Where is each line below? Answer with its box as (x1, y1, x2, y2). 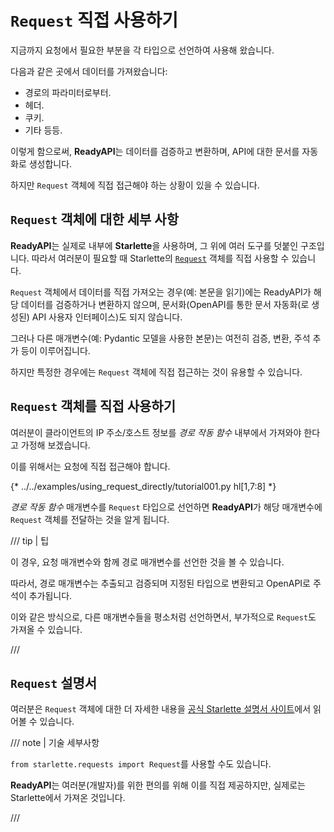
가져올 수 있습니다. (10, 623, 83, 635)
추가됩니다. (28, 589, 73, 601)
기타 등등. (24, 124, 63, 136)
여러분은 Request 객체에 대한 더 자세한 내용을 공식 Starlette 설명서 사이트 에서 (10, 703, 312, 715)
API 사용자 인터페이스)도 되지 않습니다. (31, 311, 183, 323)
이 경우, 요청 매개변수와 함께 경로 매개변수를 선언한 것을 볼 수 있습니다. (10, 556, 285, 568)
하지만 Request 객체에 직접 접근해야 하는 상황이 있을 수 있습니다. (10, 179, 260, 191)
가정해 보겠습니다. (20, 439, 91, 451)
